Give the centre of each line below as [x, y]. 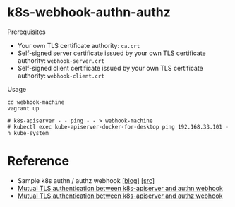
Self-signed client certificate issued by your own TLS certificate [110, 68]
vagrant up [23, 108]
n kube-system [28, 133]
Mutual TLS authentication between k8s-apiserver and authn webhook [120, 188]
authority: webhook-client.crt [61, 76]
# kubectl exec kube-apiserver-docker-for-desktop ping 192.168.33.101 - [118, 127]
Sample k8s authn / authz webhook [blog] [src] [86, 180]
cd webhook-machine [36, 102]
